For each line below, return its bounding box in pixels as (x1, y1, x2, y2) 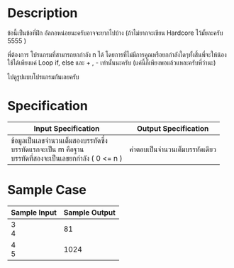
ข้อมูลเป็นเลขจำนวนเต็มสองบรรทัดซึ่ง (11, 135, 108, 145)
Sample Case (7, 182, 87, 198)
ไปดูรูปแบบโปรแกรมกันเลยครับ (7, 73, 79, 81)
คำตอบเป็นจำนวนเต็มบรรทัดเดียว (129, 144, 216, 154)
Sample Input (11, 208, 57, 218)
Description (7, 5, 78, 21)
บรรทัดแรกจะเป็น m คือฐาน (11, 144, 84, 154)
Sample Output (63, 208, 116, 218)
